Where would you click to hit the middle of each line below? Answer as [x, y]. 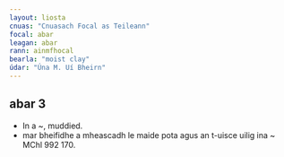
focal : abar [31, 34]
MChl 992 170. [49, 144]
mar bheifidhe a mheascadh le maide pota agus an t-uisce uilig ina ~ [149, 135]
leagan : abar [34, 43]
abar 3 [28, 104]
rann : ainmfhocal [42, 51]
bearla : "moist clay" [50, 59]
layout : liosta [38, 17]
